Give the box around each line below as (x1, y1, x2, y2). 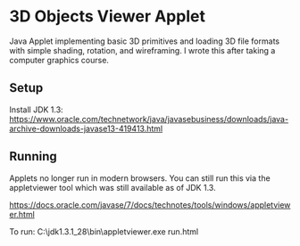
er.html (9, 209, 36, 219)
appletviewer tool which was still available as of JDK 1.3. (9, 182, 216, 193)
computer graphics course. (9, 54, 110, 65)
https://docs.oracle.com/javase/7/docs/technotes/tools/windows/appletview (9, 199, 291, 210)
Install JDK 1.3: (9, 104, 64, 115)
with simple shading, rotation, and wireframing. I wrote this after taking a (9, 45, 276, 55)
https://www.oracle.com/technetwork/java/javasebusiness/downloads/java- (9, 113, 288, 124)
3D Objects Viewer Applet (9, 6, 205, 27)
